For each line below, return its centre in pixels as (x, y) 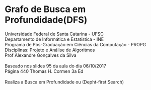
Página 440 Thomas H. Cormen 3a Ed (44, 71)
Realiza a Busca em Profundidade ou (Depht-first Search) (64, 82)
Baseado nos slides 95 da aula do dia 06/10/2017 (56, 66)
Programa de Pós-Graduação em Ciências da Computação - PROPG (75, 44)
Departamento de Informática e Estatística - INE (54, 39)
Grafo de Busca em (45, 9)
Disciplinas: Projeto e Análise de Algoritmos (50, 50)
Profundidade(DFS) (46, 20)
